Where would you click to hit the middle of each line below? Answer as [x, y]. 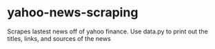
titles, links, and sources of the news [59, 38]
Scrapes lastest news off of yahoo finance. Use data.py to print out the [107, 31]
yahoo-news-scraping [73, 13]
